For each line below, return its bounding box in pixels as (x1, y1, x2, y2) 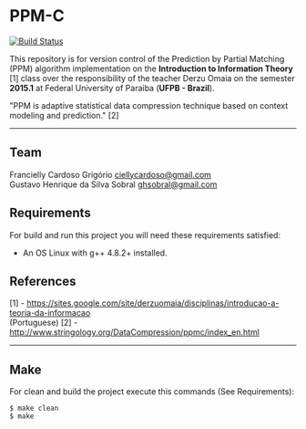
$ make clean (9, 403, 59, 413)
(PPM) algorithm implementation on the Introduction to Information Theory (9, 63, 293, 74)
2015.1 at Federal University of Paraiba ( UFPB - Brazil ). (9, 82, 216, 93)
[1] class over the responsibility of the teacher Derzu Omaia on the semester (9, 72, 295, 83)
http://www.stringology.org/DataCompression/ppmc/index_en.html (9, 327, 260, 338)
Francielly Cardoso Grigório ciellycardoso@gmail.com (9, 169, 212, 180)
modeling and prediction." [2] (9, 110, 120, 120)
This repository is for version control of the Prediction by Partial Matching (9, 53, 285, 64)
